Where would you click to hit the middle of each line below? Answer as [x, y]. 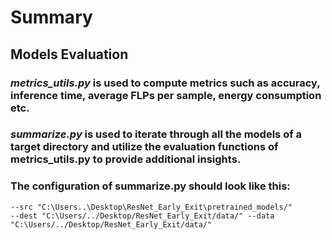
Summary [51, 17]
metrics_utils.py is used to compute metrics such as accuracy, [165, 83]
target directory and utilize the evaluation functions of [144, 147]
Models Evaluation [69, 54]
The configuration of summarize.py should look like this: [150, 186]
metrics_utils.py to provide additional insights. [126, 159]
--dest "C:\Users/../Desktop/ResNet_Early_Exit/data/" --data [142, 216]
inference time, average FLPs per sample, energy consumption [166, 95]
